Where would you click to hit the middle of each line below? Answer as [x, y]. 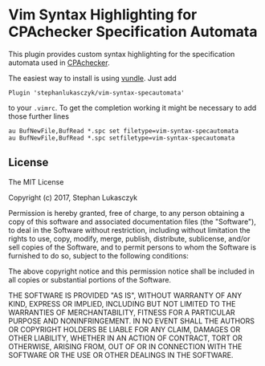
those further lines [39, 116]
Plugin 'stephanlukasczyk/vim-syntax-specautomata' [96, 93]
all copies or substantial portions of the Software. [90, 279]
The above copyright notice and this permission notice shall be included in [131, 271]
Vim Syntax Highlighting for [103, 15]
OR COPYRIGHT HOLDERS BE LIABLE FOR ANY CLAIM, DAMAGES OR [124, 329]
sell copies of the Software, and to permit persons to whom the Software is [132, 247]
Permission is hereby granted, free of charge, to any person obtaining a [126, 213]
